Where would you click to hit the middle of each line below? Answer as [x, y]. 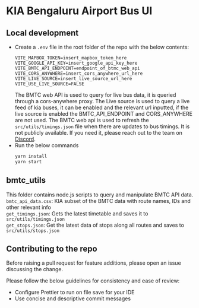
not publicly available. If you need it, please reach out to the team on [99, 133]
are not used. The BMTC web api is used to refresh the [82, 120]
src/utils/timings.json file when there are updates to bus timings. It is [102, 126]
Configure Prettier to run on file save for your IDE [75, 293]
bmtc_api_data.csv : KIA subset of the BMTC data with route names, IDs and [99, 201]
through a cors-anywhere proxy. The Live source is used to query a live [102, 101]
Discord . [25, 139]
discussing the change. [35, 269]
